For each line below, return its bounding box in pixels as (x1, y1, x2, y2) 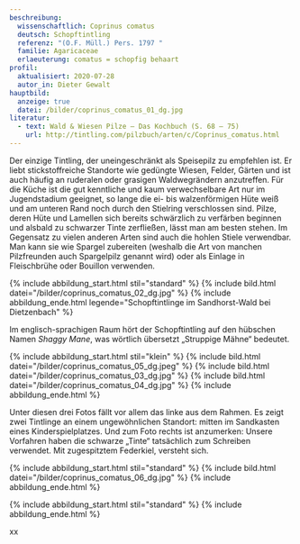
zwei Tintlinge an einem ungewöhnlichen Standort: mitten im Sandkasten (9, 416, 280, 427)
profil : (9, 64, 39, 73)
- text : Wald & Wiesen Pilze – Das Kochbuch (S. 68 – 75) (17, 122, 241, 131)
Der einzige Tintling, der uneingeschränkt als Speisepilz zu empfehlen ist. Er (9, 155, 293, 166)
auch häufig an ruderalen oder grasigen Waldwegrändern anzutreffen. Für (9, 174, 284, 185)
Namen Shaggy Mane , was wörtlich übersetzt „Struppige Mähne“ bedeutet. (9, 333, 290, 344)
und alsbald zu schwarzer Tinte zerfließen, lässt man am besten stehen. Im (9, 222, 288, 232)
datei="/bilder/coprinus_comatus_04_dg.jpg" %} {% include (9, 379, 232, 390)
